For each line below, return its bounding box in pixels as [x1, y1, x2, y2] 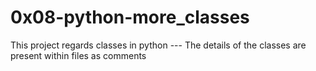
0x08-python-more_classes [10, 6, 250, 29]
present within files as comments [10, 49, 147, 61]
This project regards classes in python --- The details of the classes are [10, 39, 307, 51]
